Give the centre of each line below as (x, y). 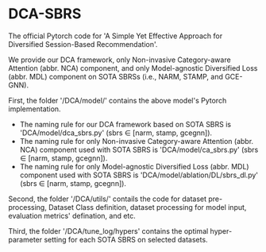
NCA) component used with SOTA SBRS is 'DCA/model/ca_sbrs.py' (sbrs (139, 149)
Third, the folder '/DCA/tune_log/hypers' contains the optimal (108, 231)
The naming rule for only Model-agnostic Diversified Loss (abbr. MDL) (134, 166)
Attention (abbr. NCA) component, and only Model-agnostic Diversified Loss (133, 68)
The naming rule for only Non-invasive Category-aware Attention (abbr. (137, 141)
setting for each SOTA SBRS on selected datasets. (125, 239)
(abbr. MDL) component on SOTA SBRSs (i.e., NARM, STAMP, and (116, 76)
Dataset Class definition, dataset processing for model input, (148, 207)
